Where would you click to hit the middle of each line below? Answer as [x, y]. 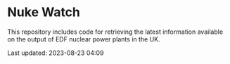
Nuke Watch [44, 12]
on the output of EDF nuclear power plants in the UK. [84, 39]
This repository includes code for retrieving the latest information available [115, 32]
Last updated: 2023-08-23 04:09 [56, 53]
